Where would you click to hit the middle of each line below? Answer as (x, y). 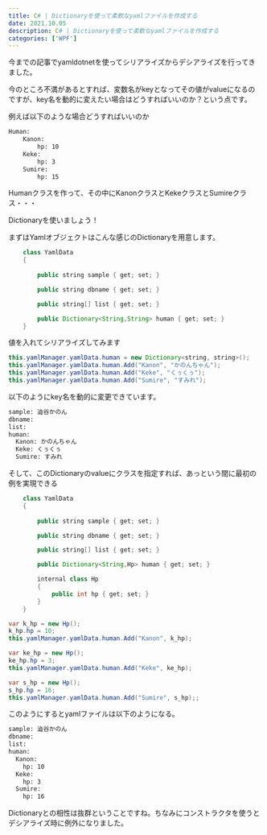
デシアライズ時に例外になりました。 (68, 823)
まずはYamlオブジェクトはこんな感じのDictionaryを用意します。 (114, 238)
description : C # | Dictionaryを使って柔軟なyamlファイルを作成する (114, 31)
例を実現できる (33, 483)
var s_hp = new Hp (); (45, 682)
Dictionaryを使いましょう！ (53, 220)
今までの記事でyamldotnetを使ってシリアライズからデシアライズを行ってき (132, 62)
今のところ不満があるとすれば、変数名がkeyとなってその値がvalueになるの (132, 89)
